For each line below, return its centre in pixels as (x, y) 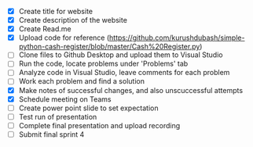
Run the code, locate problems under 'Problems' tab (103, 64)
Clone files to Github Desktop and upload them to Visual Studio (121, 55)
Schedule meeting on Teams (65, 99)
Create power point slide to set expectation (88, 108)
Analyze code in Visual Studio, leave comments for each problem (124, 73)
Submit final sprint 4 (51, 134)
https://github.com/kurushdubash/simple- (177, 38)
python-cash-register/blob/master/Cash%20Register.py (109, 47)
